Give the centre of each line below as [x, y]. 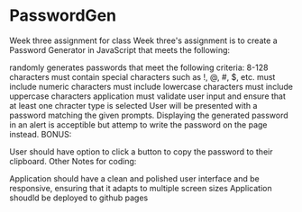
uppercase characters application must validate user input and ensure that [148, 96]
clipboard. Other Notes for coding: [73, 161]
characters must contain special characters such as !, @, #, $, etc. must [142, 76]
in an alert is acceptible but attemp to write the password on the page [138, 124]
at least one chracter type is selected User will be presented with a [133, 105]
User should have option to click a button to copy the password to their [141, 151]
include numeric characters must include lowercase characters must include [151, 86]
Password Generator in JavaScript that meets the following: [120, 49]
